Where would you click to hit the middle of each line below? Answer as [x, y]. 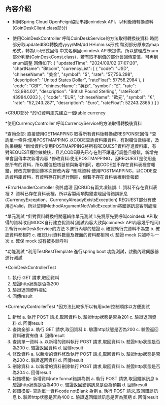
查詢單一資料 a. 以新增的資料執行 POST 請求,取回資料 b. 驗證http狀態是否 [86, 341]
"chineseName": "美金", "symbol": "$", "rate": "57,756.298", [73, 74]
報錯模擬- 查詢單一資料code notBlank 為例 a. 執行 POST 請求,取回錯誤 [83, 391]
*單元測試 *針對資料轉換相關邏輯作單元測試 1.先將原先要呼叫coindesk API [79, 216]
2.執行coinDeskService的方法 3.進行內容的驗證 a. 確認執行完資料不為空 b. [80, 229]
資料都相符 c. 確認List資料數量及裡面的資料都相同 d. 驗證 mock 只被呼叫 [82, 235]
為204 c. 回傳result [32, 372]
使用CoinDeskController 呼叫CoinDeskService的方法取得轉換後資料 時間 [85, 38]
